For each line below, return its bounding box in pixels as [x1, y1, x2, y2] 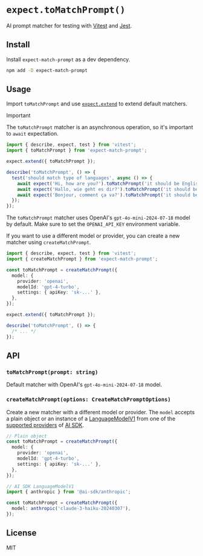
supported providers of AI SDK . [6, 421, 85, 428]
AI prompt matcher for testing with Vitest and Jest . [6, 22, 132, 29]
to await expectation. [6, 130, 59, 137]
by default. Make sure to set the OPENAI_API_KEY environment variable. [6, 220, 180, 228]
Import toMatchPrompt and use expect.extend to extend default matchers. [6, 100, 188, 107]
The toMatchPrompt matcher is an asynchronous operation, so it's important [6, 124, 193, 131]
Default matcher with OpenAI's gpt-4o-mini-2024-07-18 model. [6, 381, 163, 388]
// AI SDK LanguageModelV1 [6, 483, 74, 489]
